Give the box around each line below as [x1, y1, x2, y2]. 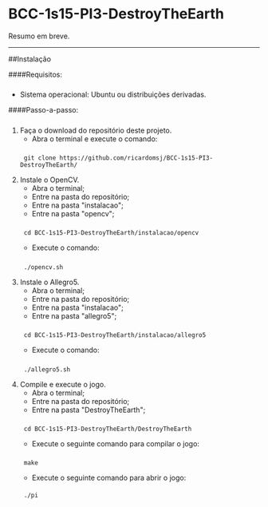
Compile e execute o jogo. [19, 379, 106, 389]
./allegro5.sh [23, 365, 71, 374]
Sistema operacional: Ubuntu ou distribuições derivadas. [19, 89, 207, 100]
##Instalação [8, 53, 52, 64]
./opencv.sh [23, 263, 64, 271]
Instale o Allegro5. [19, 277, 80, 287]
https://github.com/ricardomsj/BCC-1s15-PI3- [59, 154, 214, 162]
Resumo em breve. [8, 31, 70, 41]
